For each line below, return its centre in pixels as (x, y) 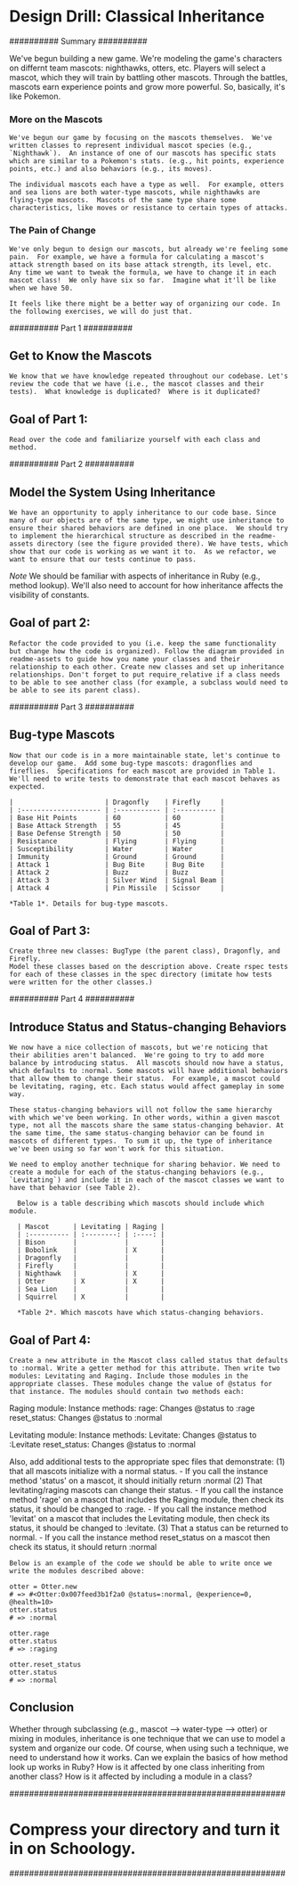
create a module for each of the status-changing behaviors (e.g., (137, 1173)
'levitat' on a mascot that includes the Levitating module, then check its (140, 1519)
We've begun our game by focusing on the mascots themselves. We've (141, 138)
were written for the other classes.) (81, 982)
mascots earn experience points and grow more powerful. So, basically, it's (147, 86)
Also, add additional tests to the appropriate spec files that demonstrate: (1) (147, 1462)
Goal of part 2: (50, 623)
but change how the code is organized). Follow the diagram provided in (147, 651)
